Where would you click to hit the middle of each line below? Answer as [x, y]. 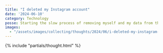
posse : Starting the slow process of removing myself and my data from [79, 23]
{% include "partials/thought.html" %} [43, 46]
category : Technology [27, 18]
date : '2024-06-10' [25, 14]
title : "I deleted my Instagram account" [48, 9]
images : [13, 27]
